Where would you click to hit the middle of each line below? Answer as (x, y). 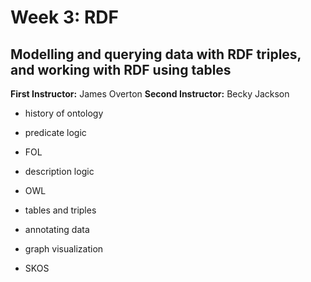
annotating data (57, 229)
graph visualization (64, 249)
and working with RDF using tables (121, 69)
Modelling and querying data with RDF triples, (156, 54)
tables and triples (60, 210)
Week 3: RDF (64, 17)
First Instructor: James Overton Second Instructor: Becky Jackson (150, 94)
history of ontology (64, 113)
